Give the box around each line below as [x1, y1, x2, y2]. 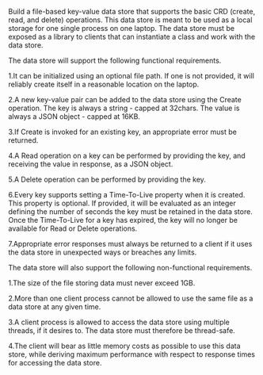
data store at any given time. [8, 302, 101, 312]
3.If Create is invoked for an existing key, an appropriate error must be [8, 127, 238, 136]
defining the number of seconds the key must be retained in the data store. [8, 207, 253, 216]
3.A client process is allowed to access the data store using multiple [8, 317, 230, 327]
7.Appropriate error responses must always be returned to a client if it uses [8, 239, 253, 248]
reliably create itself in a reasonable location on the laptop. [8, 79, 200, 89]
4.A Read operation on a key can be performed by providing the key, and [8, 151, 246, 160]
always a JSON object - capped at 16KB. [8, 112, 141, 121]
